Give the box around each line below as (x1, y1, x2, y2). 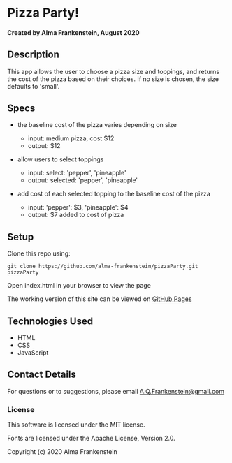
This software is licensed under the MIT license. (7, 420, 145, 429)
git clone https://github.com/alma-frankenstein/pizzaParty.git (7, 263, 198, 270)
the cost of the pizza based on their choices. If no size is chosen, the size (7, 75, 219, 83)
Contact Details (7, 369, 77, 381)
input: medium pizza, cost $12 (27, 134, 115, 142)
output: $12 (27, 142, 61, 150)
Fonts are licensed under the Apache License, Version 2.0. (7, 434, 176, 443)
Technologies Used (7, 315, 93, 327)
